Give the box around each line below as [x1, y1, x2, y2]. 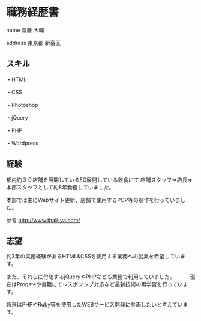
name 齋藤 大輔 [6, 26, 44, 34]
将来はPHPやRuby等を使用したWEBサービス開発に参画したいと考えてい [6, 301, 183, 308]
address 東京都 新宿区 [6, 39, 61, 46]
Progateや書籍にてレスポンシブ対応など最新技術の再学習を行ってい [16, 281, 183, 288]
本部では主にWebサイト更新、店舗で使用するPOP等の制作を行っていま [6, 196, 181, 203]
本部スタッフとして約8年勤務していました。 [6, 183, 115, 191]
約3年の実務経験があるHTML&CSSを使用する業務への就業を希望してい [6, 253, 181, 260]
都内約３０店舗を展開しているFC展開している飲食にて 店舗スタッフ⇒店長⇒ [6, 176, 193, 183]
